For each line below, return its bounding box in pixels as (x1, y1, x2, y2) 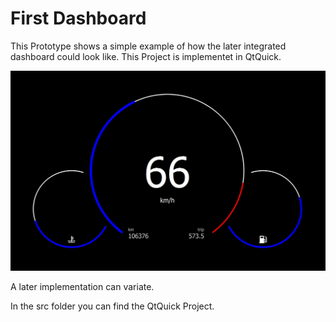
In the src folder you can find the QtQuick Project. (10, 300, 215, 312)
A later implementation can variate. (10, 281, 155, 293)
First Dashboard (10, 7, 147, 30)
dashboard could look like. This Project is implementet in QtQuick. (10, 50, 282, 62)
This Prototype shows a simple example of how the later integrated (10, 40, 287, 52)
